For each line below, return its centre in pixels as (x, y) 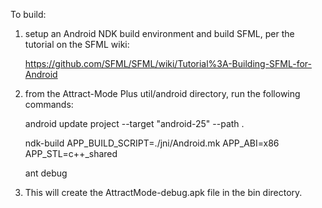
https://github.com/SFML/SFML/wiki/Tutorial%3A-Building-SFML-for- (168, 63)
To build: (28, 14)
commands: (49, 104)
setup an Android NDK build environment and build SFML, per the (159, 33)
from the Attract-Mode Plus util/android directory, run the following (162, 93)
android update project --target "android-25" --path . (134, 123)
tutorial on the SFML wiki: (77, 44)
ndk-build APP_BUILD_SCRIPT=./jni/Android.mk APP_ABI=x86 (152, 143)
